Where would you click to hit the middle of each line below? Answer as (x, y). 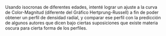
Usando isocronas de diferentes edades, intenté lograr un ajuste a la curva (81, 7)
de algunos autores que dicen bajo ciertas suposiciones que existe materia (82, 23)
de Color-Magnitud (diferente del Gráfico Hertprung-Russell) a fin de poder (82, 12)
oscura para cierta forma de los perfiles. (46, 28)
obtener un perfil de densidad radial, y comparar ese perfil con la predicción (83, 18)
